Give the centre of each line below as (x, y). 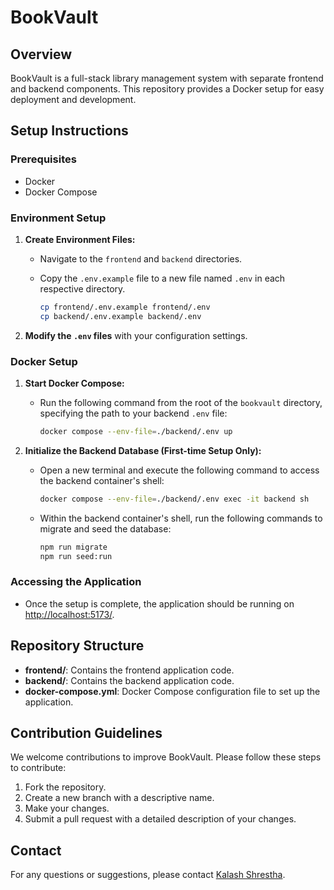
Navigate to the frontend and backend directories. (141, 258)
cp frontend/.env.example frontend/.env (125, 307)
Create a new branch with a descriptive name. (119, 798)
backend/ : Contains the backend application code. (129, 680)
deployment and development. (73, 99)
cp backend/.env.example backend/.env (120, 316)
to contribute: (38, 768)
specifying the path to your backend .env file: (133, 413)
